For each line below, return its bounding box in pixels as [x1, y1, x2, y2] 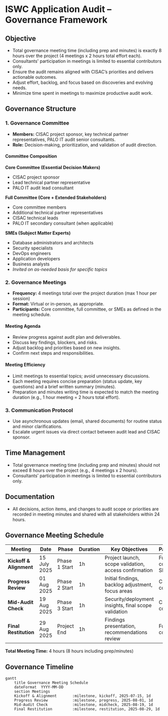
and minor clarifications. [12, 423, 62, 429]
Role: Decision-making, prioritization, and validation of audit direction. [12, 141, 157, 148]
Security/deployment [104, 596, 154, 603]
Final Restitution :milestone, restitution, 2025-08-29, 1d [14, 706, 160, 712]
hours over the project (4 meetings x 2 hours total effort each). [12, 53, 142, 59]
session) [12, 296, 30, 302]
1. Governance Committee [5, 119, 69, 126]
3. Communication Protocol [5, 406, 73, 413]
